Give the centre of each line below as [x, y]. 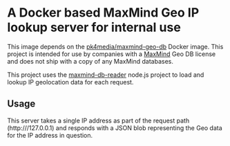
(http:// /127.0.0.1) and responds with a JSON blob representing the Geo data [115, 128]
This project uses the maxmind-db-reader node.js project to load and [106, 75]
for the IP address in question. [50, 135]
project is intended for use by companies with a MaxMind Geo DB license [112, 54]
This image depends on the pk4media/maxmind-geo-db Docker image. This [115, 46]
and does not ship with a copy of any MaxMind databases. [90, 61]
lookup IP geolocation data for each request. [70, 82]
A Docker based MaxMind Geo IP [103, 13]
